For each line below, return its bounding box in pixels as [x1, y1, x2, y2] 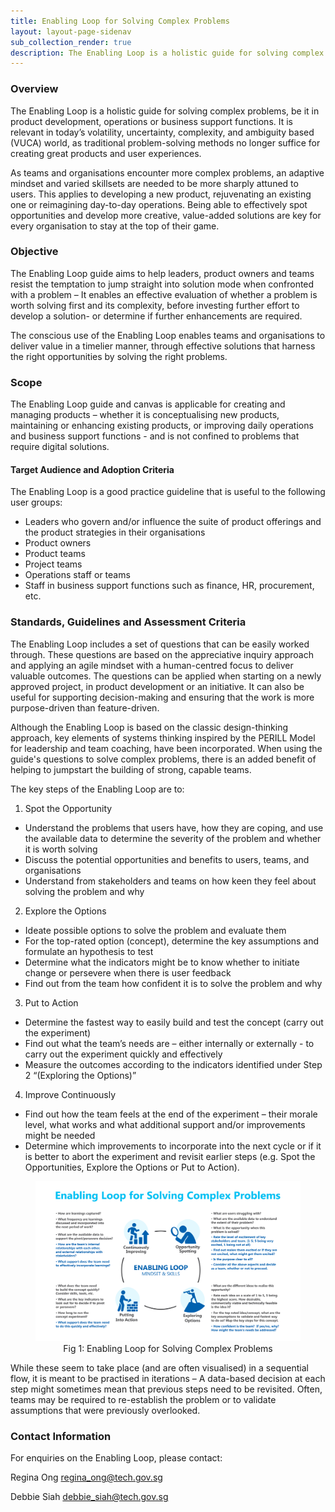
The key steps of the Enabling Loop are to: [10, 783, 185, 795]
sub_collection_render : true [10, 37, 132, 47]
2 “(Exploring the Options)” [24, 1069, 137, 1081]
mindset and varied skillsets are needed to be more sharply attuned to [10, 177, 299, 189]
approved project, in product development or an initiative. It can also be [10, 680, 305, 692]
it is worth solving [24, 843, 98, 855]
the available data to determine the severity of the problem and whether [24, 832, 322, 844]
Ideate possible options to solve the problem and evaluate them [24, 924, 287, 936]
